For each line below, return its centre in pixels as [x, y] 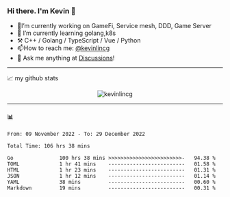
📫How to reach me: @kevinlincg [63, 48]
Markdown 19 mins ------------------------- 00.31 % [111, 188]
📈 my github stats [33, 78]
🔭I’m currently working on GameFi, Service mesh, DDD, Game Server [114, 26]
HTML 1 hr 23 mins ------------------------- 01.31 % [111, 170]
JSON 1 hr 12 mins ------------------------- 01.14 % [111, 176]
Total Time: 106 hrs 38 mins [49, 146]
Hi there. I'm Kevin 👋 [41, 11]
